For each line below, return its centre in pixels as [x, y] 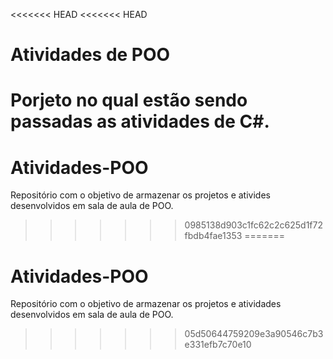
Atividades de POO [90, 55]
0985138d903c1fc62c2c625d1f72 [253, 225]
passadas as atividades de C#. [140, 121]
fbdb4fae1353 [213, 236]
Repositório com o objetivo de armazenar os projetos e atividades [146, 304]
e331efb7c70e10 [218, 345]
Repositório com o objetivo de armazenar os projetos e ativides [140, 195]
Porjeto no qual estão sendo [129, 100]
